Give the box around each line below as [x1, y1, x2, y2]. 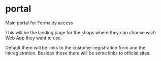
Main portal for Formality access [5, 20, 73, 26]
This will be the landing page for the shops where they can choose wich [5, 29, 156, 35]
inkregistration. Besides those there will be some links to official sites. [5, 50, 151, 56]
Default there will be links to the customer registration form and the [5, 44, 146, 50]
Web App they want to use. [5, 35, 62, 41]
